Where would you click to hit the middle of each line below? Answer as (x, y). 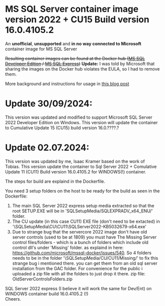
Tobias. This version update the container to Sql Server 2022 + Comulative (81, 167)
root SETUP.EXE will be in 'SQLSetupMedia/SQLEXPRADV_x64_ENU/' (82, 211)
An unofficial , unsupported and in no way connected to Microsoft (73, 43)
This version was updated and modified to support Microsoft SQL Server (79, 117)
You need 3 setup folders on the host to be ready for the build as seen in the (82, 191)
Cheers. (13, 299)
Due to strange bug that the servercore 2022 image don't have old (80, 232)
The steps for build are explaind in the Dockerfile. (55, 181)
